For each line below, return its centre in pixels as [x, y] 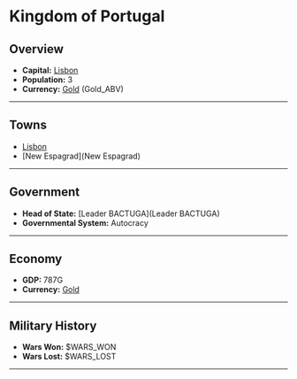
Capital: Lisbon [50, 70]
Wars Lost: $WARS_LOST [69, 357]
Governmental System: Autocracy [85, 222]
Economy [36, 259]
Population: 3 [47, 80]
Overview [37, 49]
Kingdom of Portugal [87, 16]
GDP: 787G [42, 280]
